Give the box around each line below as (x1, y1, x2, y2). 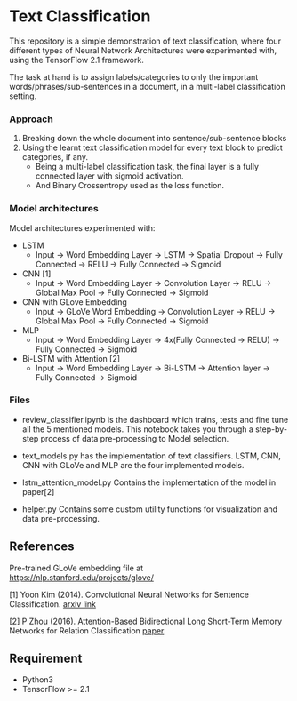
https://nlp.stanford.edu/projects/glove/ (9, 571, 154, 583)
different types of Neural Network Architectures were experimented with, (9, 44, 277, 55)
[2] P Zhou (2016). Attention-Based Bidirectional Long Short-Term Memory (9, 616, 283, 626)
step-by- (254, 424, 287, 434)
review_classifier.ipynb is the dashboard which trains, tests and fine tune (21, 414, 289, 425)
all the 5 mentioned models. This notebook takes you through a (21, 424, 253, 434)
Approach (9, 113, 53, 125)
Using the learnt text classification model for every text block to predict (21, 142, 283, 153)
